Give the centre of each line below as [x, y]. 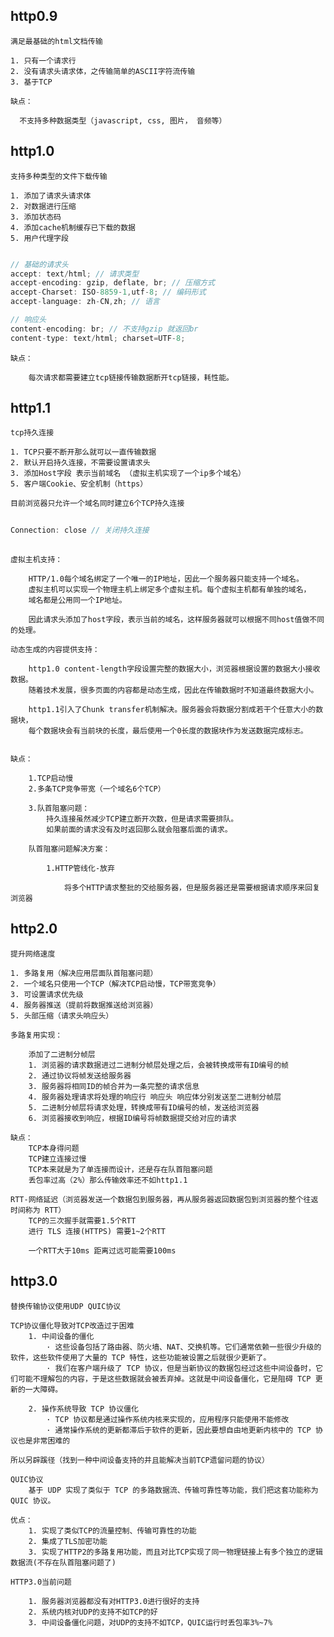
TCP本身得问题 [54, 1148]
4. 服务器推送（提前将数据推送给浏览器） [84, 1005]
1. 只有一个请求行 [43, 60]
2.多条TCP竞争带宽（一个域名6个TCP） [97, 789]
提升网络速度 [33, 954]
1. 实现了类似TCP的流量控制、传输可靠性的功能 [112, 1530]
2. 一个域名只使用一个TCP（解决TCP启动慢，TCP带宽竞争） [115, 984]
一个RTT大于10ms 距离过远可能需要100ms [102, 1250]
